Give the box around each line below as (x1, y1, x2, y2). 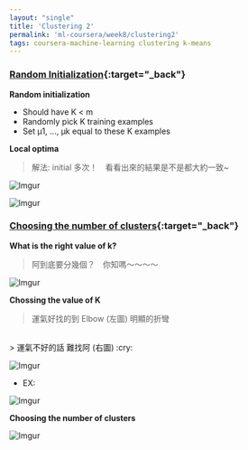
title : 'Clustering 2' (9, 22, 95, 31)
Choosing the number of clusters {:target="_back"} (9, 220, 239, 232)
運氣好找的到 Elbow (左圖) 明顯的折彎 (31, 313, 170, 323)
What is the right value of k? (9, 240, 117, 251)
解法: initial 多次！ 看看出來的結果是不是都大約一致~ (31, 162, 230, 173)
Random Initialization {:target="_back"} (9, 69, 187, 81)
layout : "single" (9, 13, 75, 23)
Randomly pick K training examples (22, 116, 153, 127)
